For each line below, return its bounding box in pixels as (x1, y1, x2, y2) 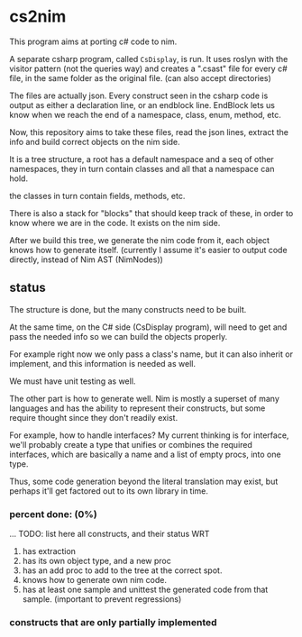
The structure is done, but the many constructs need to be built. (9, 304, 247, 314)
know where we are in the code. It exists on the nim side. (9, 217, 221, 228)
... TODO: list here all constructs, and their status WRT (9, 529, 210, 540)
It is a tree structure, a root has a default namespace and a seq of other (9, 153, 275, 164)
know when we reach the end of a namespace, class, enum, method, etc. (9, 109, 281, 120)
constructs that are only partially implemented (9, 615, 218, 628)
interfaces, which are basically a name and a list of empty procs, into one (9, 449, 281, 460)
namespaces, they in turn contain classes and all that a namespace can (9, 163, 275, 174)
